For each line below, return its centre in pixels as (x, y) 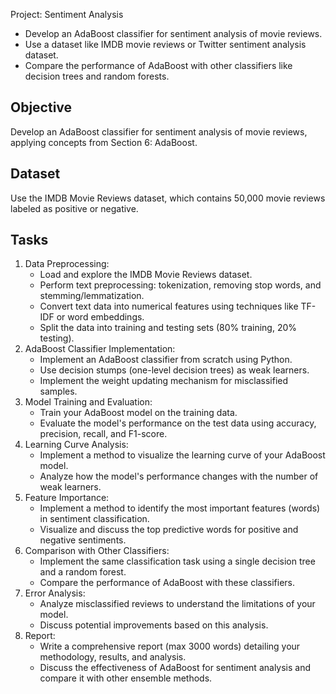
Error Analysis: (55, 593)
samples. (58, 391)
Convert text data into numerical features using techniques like (169, 306)
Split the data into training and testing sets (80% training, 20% (168, 328)
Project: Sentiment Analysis (67, 14)
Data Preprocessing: (67, 264)
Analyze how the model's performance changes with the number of (179, 476)
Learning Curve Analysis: (76, 445)
